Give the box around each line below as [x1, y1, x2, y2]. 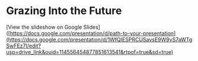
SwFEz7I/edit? [6, 42, 41, 49]
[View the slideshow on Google [6, 23, 82, 30]
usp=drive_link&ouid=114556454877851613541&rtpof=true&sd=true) [6, 48, 174, 55]
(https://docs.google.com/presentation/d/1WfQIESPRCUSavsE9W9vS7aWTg [6, 36, 193, 43]
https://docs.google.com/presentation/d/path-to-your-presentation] [9, 29, 176, 36]
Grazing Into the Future [6, 4, 122, 18]
